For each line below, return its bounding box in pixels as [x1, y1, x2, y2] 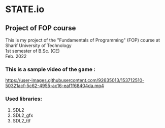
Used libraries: [5, 95, 42, 102]
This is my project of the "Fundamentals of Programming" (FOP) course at [5, 37, 160, 43]
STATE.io [5, 4, 45, 15]
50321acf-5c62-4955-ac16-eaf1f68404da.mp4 [5, 82, 104, 89]
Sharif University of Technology [5, 42, 72, 49]
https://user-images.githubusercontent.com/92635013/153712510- [5, 77, 145, 83]
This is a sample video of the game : [5, 66, 95, 73]
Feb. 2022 [5, 53, 27, 59]
